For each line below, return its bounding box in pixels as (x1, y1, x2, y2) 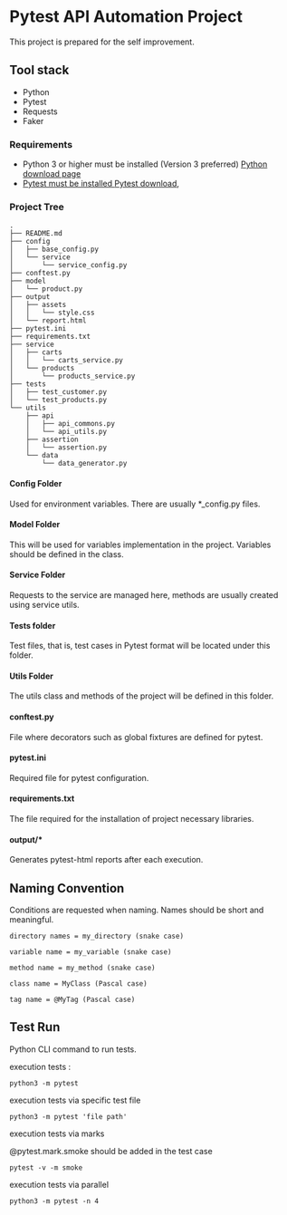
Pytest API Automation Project (9, 6, 243, 27)
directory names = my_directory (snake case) (9, 931, 184, 940)
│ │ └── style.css (9, 308, 95, 318)
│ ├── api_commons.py (25, 419, 116, 429)
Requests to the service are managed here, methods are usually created (9, 589, 279, 600)
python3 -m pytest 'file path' (9, 1112, 128, 1121)
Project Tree (9, 200, 65, 213)
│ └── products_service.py (9, 371, 136, 381)
